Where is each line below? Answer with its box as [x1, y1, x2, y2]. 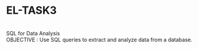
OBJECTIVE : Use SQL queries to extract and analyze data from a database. [6, 36, 193, 43]
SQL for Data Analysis [6, 29, 60, 36]
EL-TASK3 [6, 4, 57, 17]
